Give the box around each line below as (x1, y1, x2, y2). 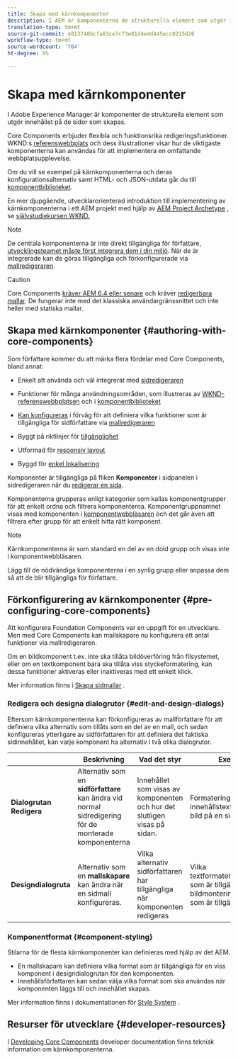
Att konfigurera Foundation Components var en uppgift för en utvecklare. (7, 624, 220, 632)
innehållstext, (190, 801, 234, 811)
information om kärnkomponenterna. (7, 1044, 115, 1053)
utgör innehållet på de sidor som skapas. (7, 118, 126, 126)
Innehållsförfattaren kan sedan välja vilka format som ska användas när (17, 977, 226, 986)
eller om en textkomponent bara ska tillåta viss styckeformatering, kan (7, 660, 212, 668)
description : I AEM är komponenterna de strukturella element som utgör (7, 17, 227, 24)
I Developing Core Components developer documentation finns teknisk (7, 1037, 215, 1046)
